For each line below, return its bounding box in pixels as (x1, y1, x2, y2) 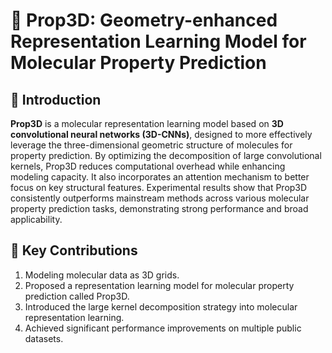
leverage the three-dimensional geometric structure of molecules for (10, 139, 293, 151)
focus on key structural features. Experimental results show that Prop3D (10, 182, 308, 193)
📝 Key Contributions (10, 242, 138, 259)
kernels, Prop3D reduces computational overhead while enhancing (10, 160, 286, 172)
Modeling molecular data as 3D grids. (24, 269, 180, 281)
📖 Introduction (10, 91, 102, 108)
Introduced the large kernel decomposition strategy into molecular (24, 300, 298, 313)
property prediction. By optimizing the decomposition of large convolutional (10, 150, 322, 161)
